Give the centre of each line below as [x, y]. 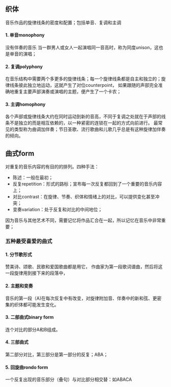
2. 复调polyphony [24, 66]
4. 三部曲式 [17, 342]
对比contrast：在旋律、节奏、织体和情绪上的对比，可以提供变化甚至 [84, 197]
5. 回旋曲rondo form [27, 367]
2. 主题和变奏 [19, 286]
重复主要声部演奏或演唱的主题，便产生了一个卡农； [67, 92]
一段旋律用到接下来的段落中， [36, 273]
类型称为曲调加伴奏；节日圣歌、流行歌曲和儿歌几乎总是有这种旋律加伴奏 [90, 129]
